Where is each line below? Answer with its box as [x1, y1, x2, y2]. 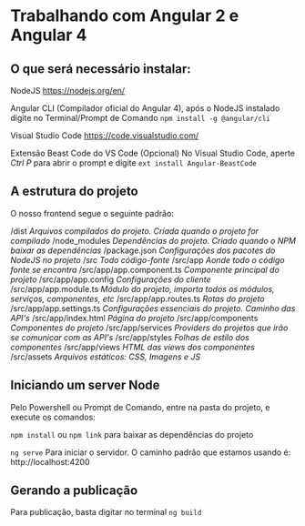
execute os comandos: [10, 411, 97, 422]
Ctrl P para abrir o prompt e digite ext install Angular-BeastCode [10, 157, 258, 168]
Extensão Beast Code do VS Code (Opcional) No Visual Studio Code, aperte [10, 147, 295, 158]
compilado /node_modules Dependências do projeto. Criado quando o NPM [10, 235, 297, 246]
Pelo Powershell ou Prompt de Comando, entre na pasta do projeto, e [10, 401, 270, 412]
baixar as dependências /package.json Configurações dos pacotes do [10, 245, 276, 256]
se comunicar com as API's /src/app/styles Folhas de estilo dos [10, 331, 249, 342]
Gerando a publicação [10, 483, 138, 499]
